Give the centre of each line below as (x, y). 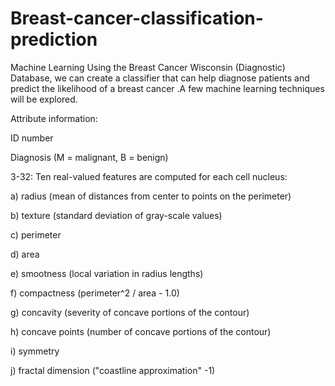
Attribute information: (54, 118)
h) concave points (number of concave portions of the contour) (141, 331)
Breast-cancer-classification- (137, 18)
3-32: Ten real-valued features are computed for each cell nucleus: (149, 176)
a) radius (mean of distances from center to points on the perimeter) (151, 196)
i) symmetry (35, 351)
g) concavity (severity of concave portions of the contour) (130, 312)
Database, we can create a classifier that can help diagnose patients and (160, 78)
